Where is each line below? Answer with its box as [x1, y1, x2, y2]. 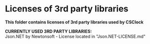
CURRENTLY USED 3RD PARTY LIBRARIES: [5, 28, 92, 34]
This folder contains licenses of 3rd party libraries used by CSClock [5, 19, 144, 25]
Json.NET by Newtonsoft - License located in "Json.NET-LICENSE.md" [5, 33, 146, 39]
